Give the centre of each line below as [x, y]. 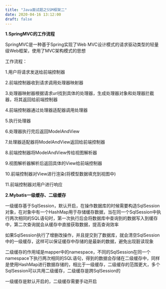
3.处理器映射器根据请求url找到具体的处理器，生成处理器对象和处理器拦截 [80, 93]
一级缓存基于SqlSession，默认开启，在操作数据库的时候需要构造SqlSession [83, 206]
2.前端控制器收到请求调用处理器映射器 [44, 82]
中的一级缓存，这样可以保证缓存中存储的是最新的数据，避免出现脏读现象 [79, 241]
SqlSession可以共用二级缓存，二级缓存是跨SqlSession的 [63, 271]
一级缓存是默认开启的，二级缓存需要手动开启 [51, 281]
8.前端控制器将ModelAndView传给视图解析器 [51, 152]
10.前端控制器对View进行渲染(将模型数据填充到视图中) [61, 174]
